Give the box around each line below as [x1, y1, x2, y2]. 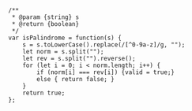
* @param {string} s [11, 13, 80, 21]
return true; [22, 89, 66, 97]
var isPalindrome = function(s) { [8, 34, 122, 42]
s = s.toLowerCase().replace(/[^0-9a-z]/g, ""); [22, 41, 186, 49]
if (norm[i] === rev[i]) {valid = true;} [36, 68, 175, 76]
